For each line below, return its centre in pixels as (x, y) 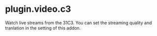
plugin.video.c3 (38, 9)
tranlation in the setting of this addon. (43, 28)
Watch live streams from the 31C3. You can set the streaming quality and (78, 23)
